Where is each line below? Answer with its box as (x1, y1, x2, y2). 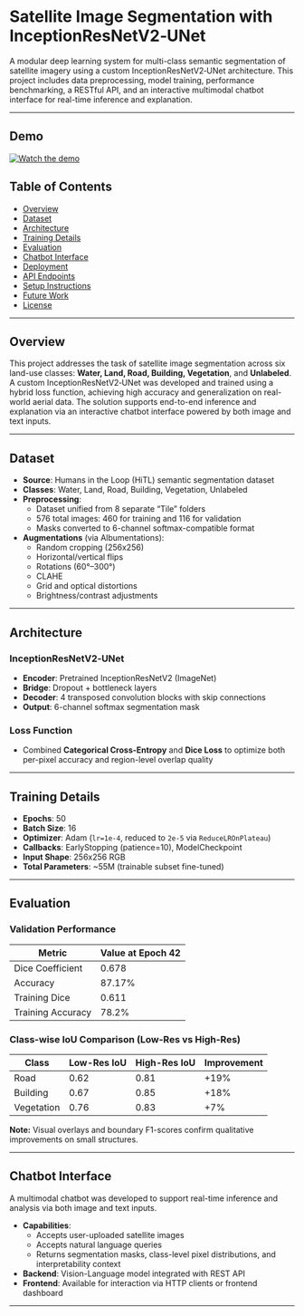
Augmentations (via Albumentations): (22, 533, 165, 543)
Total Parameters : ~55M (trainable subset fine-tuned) (22, 860, 224, 871)
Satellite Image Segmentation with (9, 6, 273, 27)
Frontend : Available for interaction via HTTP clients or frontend (22, 1277, 258, 1288)
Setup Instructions (22, 280, 91, 291)
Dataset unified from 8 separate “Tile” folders (35, 504, 206, 514)
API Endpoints (22, 270, 75, 282)
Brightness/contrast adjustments (35, 591, 158, 601)
